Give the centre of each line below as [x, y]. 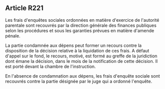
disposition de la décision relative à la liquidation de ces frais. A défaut [77, 50]
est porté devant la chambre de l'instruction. [50, 66]
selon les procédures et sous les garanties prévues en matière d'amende [80, 30]
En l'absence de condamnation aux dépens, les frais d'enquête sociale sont [82, 76]
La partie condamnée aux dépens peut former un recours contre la [73, 45]
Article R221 [24, 8]
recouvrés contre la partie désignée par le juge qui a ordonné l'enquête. [79, 81]
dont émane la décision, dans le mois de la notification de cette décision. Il [82, 61]
